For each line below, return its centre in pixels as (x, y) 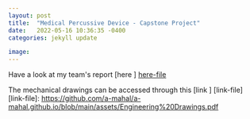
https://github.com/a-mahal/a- (91, 98)
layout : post (30, 15)
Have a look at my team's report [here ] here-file (87, 75)
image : (19, 52)
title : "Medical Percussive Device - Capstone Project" (104, 23)
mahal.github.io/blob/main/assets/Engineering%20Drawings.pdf (113, 107)
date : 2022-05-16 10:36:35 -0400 (67, 30)
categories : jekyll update (53, 38)
